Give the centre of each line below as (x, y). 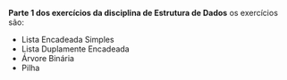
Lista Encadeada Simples (68, 40)
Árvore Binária (48, 58)
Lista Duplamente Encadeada (76, 49)
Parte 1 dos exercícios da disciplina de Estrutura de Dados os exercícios (143, 13)
